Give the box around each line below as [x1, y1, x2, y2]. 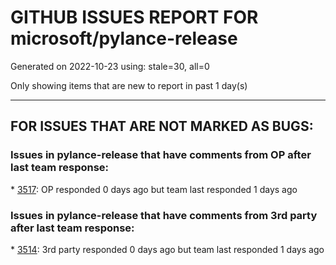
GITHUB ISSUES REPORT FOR [10, 6, 259, 29]
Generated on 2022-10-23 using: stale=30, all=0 [10, 60, 210, 72]
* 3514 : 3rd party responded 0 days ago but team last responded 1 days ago [10, 243, 325, 255]
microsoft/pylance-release [10, 27, 238, 50]
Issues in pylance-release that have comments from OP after [10, 148, 312, 162]
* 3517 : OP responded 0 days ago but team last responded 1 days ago [10, 183, 298, 195]
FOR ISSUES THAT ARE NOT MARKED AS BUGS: [10, 118, 314, 135]
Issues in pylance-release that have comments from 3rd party [10, 208, 318, 222]
